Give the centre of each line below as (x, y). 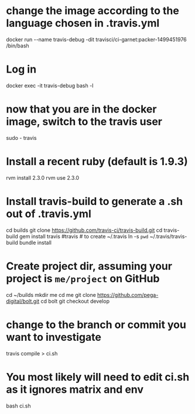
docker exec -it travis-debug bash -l (50, 85)
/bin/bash (18, 46)
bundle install (35, 242)
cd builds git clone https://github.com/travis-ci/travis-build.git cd (84, 230)
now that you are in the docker (81, 109)
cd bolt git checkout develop (75, 301)
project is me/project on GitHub (83, 278)
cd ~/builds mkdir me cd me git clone (51, 295)
